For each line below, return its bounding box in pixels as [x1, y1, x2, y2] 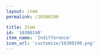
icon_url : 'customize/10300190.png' [6, 41, 95, 46]
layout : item [6, 8, 38, 14]
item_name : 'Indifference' [6, 35, 72, 41]
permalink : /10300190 [6, 14, 59, 20]
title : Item [6, 24, 35, 30]
